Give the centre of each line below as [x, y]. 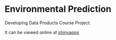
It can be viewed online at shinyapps [42, 32]
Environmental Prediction [58, 9]
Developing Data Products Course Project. [48, 23]
